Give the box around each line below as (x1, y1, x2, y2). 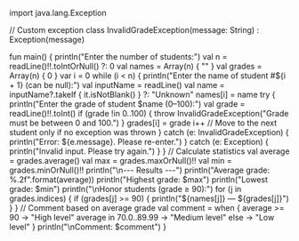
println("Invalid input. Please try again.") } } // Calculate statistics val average (9, 146, 290, 157)
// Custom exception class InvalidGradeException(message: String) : (9, 25, 260, 35)
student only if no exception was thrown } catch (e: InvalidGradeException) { (9, 127, 289, 137)
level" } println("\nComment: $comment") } (9, 221, 167, 232)
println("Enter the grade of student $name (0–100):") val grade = (9, 99, 246, 109)
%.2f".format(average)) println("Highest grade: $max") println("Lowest (9, 174, 269, 185)
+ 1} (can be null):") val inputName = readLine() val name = (9, 80, 225, 90)
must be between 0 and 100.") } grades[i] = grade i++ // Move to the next (9, 117, 278, 128)
